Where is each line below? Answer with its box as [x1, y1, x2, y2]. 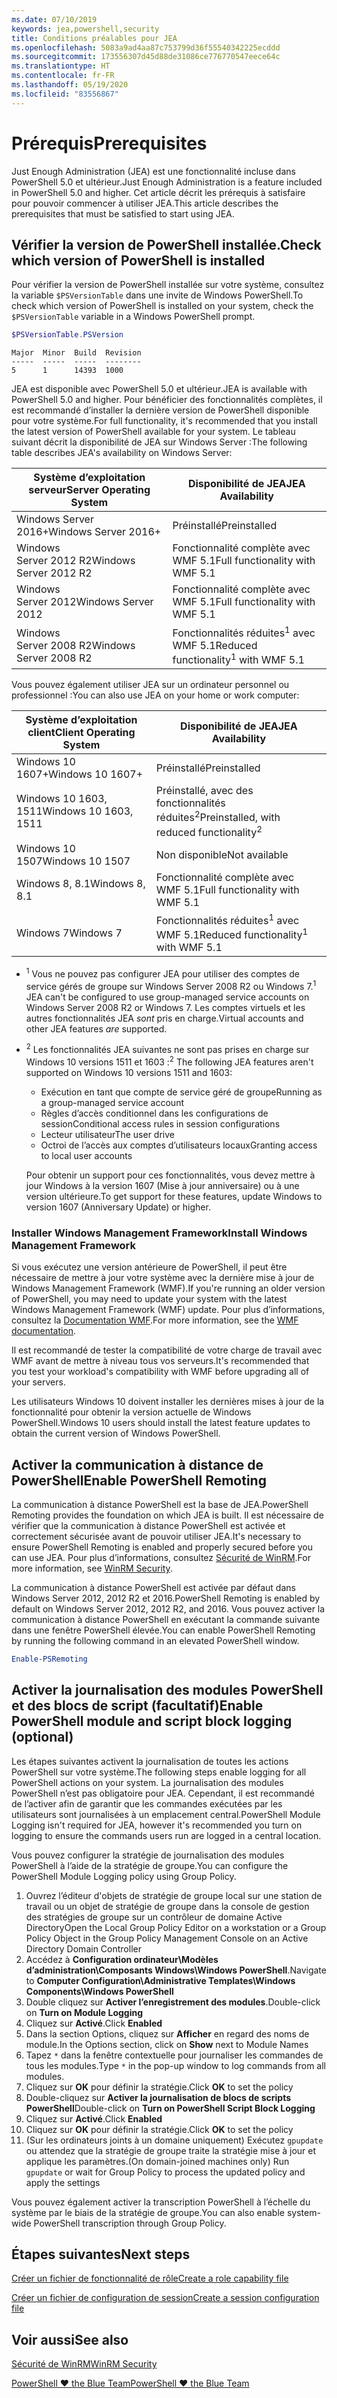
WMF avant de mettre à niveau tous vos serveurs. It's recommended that [11, 1355, 310, 1367]
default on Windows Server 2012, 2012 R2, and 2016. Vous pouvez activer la [11, 1602, 326, 1615]
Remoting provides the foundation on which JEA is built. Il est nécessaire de [11, 1509, 324, 1521]
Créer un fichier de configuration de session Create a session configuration [11, 2292, 320, 2304]
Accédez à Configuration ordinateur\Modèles [25, 1953, 219, 1965]
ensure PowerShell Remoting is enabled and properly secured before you [11, 1541, 314, 1553]
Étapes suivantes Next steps [11, 2246, 191, 2263]
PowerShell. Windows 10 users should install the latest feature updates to [11, 1417, 311, 1429]
